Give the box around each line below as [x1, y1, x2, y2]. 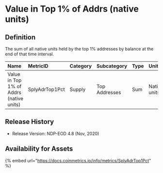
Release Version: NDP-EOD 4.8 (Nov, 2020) [12, 130, 99, 137]
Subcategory [96, 63, 128, 69]
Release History [5, 118, 54, 126]
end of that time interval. [5, 51, 54, 57]
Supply [69, 86, 86, 93]
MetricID [28, 63, 49, 69]
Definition [5, 33, 35, 41]
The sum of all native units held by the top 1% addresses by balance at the [5, 46, 154, 52]
